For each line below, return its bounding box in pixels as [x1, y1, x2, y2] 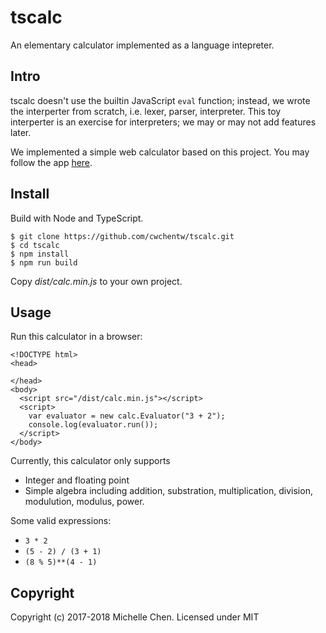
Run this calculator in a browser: [10, 331, 143, 343]
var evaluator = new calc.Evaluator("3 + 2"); [28, 411, 226, 421]
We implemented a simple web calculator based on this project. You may [10, 146, 310, 158]
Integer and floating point [24, 474, 130, 486]
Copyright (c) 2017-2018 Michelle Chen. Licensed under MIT [10, 611, 260, 623]
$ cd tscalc [10, 240, 60, 250]
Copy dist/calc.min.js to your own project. [10, 275, 183, 287]
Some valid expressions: [10, 515, 112, 527]
